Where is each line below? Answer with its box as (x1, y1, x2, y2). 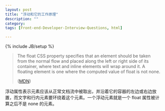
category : (5, 21, 26, 26)
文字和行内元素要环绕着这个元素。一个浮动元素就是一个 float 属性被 (18, 95, 156, 101)
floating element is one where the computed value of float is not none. (17, 69, 161, 74)
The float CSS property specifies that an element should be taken (17, 53, 151, 59)
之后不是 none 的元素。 (9, 101, 57, 107)
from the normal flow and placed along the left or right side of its (17, 58, 149, 64)
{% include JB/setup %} (5, 43, 54, 49)
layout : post (5, 7, 32, 12)
